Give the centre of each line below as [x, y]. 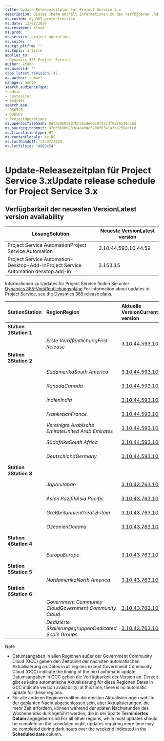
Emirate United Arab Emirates [80, 431]
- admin [13, 92]
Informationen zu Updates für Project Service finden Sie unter [67, 283]
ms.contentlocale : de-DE [30, 137]
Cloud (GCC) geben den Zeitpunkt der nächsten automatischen [76, 661]
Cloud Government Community [81, 608]
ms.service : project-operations [38, 37]
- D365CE [14, 110]
